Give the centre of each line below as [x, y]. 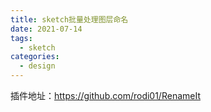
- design [37, 66]
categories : [35, 57]
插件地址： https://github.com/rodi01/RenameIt [105, 95]
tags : [21, 38]
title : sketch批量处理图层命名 [69, 19]
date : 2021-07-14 [46, 29]
